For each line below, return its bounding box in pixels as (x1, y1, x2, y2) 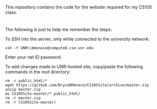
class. (5, 9, 17, 15)
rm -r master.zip (5, 96, 41, 101)
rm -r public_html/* (5, 79, 48, 83)
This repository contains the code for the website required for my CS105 (5, 4, 152, 10)
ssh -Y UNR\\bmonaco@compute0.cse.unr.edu (5, 46, 94, 51)
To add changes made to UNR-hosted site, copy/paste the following (5, 64, 143, 70)
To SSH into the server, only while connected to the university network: (5, 36, 150, 42)
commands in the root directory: (5, 69, 71, 75)
